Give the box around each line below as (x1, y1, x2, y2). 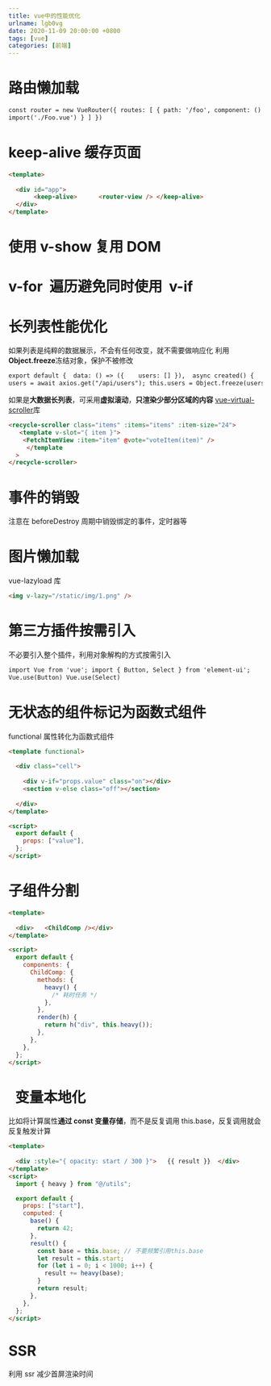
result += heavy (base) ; (44, 1269, 125, 1278)
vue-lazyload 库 (8, 576, 61, 585)
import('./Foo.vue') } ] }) (8, 114, 103, 122)
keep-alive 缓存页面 (8, 144, 141, 161)
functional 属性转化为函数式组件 (8, 731, 115, 741)
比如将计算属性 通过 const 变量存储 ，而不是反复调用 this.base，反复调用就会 (8, 1116, 261, 1126)
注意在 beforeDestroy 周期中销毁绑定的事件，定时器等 (8, 517, 188, 527)
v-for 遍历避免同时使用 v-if (8, 277, 194, 296)
